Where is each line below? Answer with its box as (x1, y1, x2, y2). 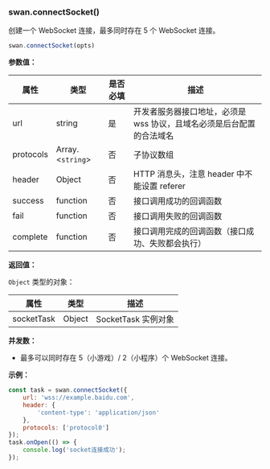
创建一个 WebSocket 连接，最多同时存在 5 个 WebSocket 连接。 (8, 26, 220, 35)
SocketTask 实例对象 (96, 314, 174, 325)
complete (12, 232, 48, 243)
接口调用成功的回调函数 (133, 195, 223, 207)
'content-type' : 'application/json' (37, 409, 160, 417)
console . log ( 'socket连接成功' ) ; (22, 446, 126, 455)
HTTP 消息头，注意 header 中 (133, 168, 245, 179)
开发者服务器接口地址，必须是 (133, 106, 247, 117)
